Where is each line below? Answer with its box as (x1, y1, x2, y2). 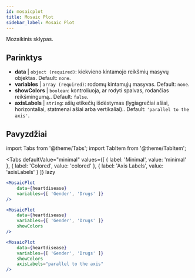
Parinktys (6, 52, 42, 62)
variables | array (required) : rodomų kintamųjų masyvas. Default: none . (14, 81, 190, 88)
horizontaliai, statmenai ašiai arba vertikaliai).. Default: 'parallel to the (14, 106, 189, 113)
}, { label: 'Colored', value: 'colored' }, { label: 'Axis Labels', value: (6, 162, 164, 169)
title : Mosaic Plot (6, 14, 54, 20)
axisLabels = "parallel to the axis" (16, 261, 104, 267)
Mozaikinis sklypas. (6, 36, 54, 43)
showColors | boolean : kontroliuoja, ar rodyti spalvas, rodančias (14, 87, 169, 94)
